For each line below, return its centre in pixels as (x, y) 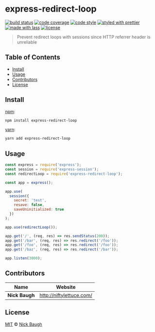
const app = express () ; (29, 183)
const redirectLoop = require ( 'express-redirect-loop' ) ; (64, 174)
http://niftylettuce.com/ (66, 295)
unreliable (27, 42)
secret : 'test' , (30, 200)
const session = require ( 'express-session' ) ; (52, 169)
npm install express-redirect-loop (41, 120)
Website (66, 287)
